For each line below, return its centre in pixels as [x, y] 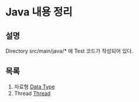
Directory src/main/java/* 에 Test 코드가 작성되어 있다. [69, 51]
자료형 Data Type [34, 87]
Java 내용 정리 [39, 12]
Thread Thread [32, 93]
